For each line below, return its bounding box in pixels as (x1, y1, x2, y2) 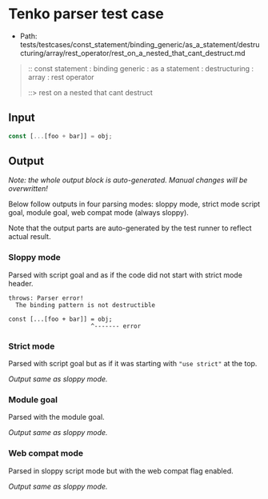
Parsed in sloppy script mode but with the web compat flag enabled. (8, 465, 234, 476)
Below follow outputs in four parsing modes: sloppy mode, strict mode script (8, 199, 261, 209)
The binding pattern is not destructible (15, 301, 156, 309)
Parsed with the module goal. (8, 413, 106, 422)
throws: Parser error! (8, 293, 84, 302)
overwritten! (8, 184, 48, 194)
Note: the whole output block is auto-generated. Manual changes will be (8, 175, 248, 185)
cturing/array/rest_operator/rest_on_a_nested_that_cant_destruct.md (19, 48, 246, 58)
